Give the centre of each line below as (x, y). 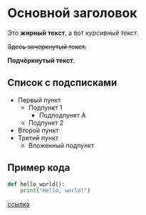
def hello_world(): (36, 184)
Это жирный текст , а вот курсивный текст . (73, 33)
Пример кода (39, 168)
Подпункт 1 (45, 107)
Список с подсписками (62, 83)
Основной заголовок (72, 13)
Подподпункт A (62, 115)
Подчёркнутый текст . (41, 60)
